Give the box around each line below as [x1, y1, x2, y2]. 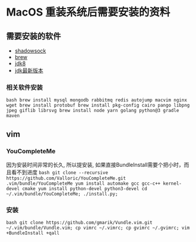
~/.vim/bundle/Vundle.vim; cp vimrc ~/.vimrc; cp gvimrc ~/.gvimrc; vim [6, 225, 190, 231]
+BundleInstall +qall [6, 230, 60, 236]
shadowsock [14, 47, 46, 54]
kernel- [163, 180, 182, 187]
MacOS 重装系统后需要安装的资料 [6, 5, 170, 19]
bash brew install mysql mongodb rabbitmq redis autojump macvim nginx [6, 97, 187, 103]
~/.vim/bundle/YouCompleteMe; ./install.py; [6, 191, 118, 197]
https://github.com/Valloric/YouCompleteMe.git [6, 175, 127, 181]
